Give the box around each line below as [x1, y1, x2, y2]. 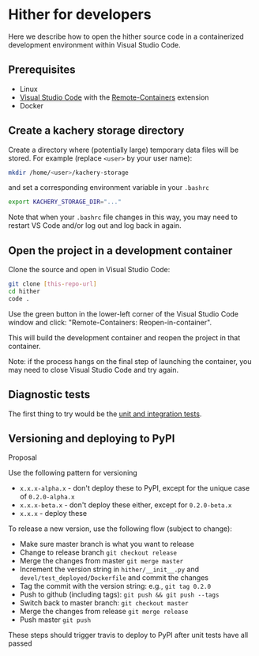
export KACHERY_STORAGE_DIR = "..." [8, 198, 122, 207]
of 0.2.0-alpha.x [19, 492, 75, 502]
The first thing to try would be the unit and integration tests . [8, 409, 202, 419]
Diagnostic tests [8, 388, 91, 401]
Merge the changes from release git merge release [19, 607, 189, 616]
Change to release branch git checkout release [19, 548, 178, 557]
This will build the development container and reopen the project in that [8, 332, 241, 342]
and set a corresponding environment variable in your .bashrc [8, 183, 209, 192]
